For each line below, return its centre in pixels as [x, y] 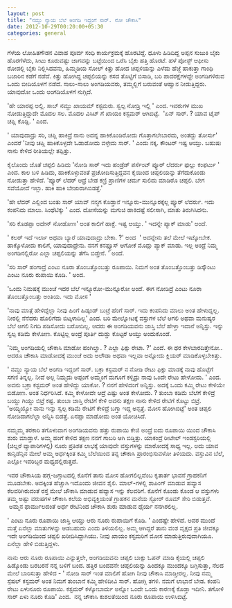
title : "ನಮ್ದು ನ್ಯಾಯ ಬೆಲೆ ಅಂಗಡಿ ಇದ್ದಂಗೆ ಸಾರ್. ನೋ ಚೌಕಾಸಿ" [74, 20]
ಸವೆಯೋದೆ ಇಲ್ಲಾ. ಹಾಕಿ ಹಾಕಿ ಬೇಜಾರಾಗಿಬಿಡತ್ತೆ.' [55, 188]
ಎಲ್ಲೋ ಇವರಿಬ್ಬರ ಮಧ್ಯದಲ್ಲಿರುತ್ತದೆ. [43, 462]
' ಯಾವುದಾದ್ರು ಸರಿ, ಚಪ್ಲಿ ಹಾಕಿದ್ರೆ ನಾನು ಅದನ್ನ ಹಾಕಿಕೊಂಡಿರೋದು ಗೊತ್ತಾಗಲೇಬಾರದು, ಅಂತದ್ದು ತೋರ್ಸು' [113, 135]
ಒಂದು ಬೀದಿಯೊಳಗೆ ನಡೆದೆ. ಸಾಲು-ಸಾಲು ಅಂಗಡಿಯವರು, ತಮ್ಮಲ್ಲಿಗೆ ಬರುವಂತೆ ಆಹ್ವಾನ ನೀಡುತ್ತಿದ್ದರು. [107, 84]
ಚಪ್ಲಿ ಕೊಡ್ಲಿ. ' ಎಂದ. [28, 121]
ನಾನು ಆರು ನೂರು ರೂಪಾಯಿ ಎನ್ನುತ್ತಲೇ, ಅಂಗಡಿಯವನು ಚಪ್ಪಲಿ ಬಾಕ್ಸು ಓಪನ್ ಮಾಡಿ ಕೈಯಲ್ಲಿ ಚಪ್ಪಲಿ [106, 558]
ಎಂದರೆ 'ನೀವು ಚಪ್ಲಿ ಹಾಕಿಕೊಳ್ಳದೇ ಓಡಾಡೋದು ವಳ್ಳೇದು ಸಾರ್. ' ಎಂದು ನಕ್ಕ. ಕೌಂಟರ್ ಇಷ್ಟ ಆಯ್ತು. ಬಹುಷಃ [114, 143]
